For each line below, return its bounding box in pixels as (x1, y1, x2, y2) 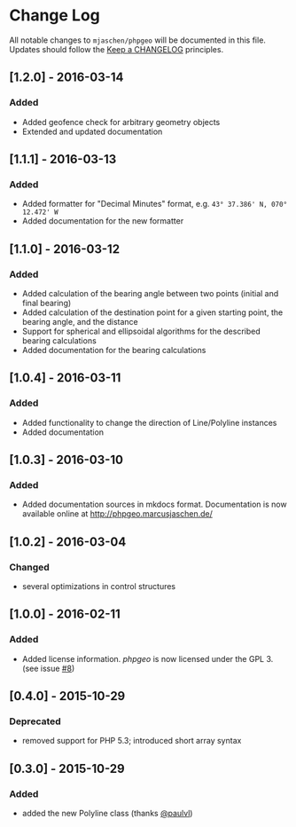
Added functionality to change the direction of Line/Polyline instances (21, 417, 277, 428)
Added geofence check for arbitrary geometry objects (21, 116, 221, 127)
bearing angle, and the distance (21, 317, 139, 327)
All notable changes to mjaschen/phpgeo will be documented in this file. (9, 35, 266, 45)
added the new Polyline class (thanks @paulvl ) (21, 808, 193, 819)
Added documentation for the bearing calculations (21, 345, 206, 355)
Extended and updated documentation (21, 126, 163, 137)
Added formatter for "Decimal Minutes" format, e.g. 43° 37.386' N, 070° (21, 199, 288, 209)
